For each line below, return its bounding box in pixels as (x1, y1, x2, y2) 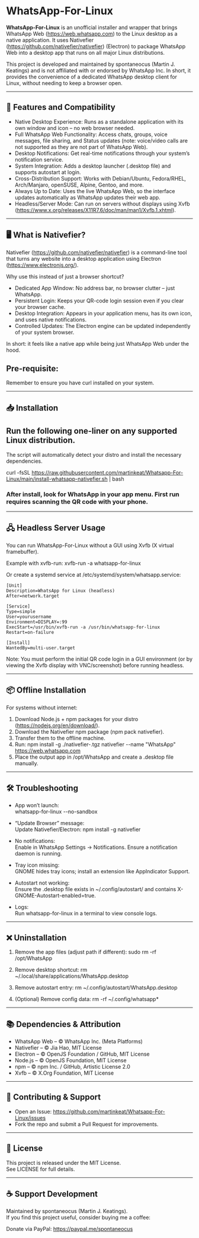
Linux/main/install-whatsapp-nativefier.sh (6, 475, 108, 482)
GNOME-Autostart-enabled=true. (14, 892, 97, 899)
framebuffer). (6, 548, 39, 555)
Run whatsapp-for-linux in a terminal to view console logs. (14, 910, 158, 917)
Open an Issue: (14, 1108, 52, 1115)
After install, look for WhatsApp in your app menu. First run (6, 490, 179, 498)
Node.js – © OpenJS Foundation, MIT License (14, 1056, 127, 1064)
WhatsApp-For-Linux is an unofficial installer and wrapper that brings (6, 24, 178, 31)
